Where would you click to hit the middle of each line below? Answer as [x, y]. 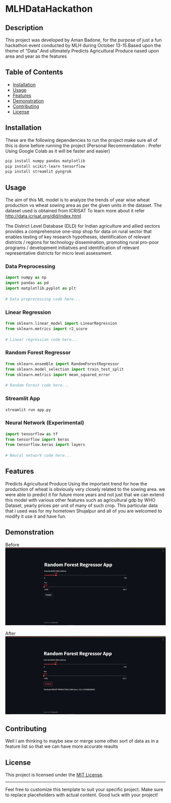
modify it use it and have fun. [36, 516]
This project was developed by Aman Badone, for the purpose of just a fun [83, 40]
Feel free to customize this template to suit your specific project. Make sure [84, 790]
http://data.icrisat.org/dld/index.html [43, 216]
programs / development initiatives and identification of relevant [72, 248]
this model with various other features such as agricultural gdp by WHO [80, 500]
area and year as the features [36, 56]
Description [24, 28]
